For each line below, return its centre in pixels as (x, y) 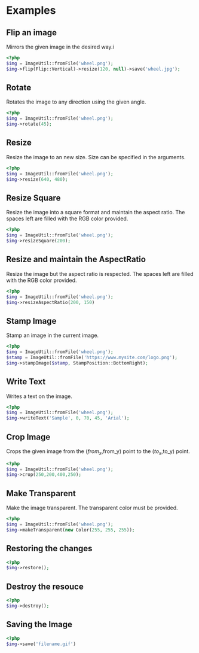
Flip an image (31, 33)
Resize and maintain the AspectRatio (76, 259)
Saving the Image (39, 625)
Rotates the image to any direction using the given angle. (76, 102)
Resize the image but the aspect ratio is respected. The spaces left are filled (100, 274)
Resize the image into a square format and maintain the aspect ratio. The (96, 212)
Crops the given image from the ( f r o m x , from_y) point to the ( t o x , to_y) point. (98, 452)
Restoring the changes (49, 549)
